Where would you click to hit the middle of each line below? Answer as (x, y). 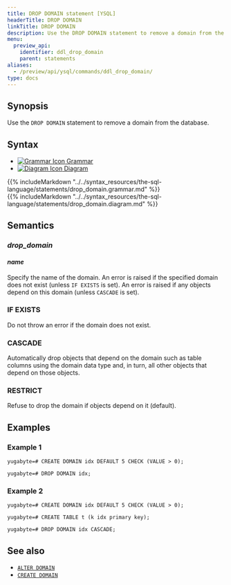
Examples (29, 427)
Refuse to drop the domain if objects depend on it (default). (92, 406)
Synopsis (28, 106)
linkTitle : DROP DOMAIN (41, 26)
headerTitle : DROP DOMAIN (44, 20)
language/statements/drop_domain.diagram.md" (76, 204)
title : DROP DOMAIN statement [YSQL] (62, 13)
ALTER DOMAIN (36, 568)
